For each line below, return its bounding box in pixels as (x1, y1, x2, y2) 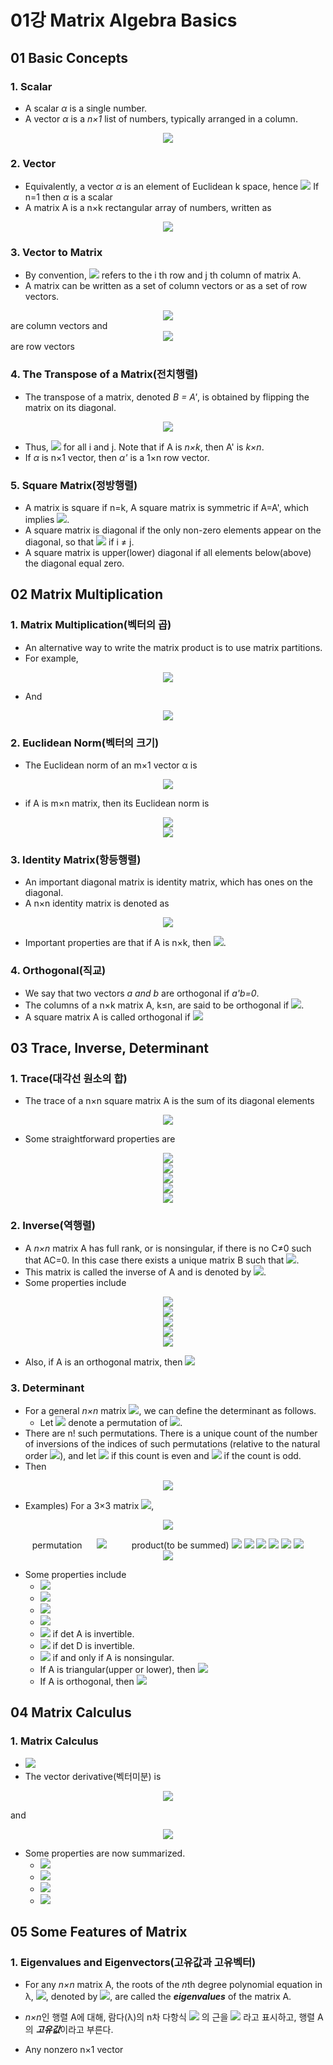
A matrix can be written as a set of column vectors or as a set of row (24, 280, 308, 292)
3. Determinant (10, 1381, 85, 1395)
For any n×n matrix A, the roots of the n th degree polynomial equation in (24, 1979, 323, 1991)
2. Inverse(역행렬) (10, 1219, 96, 1233)
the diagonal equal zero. (24, 557, 125, 570)
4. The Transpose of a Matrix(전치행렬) (10, 367, 199, 381)
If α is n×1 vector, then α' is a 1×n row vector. (24, 451, 210, 463)
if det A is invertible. (52, 1627, 135, 1640)
